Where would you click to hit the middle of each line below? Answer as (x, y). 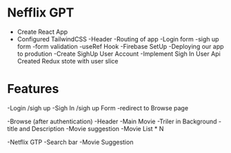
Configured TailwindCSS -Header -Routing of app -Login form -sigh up (118, 39)
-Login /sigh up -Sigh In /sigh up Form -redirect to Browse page (98, 108)
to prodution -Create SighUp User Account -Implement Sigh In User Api (119, 54)
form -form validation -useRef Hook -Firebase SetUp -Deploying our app (120, 46)
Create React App (42, 32)
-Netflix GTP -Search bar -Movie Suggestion (70, 142)
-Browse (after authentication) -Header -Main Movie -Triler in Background (112, 121)
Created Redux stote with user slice (68, 61)
